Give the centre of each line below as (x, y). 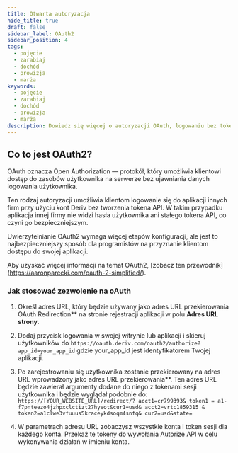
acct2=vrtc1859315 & (175, 407)
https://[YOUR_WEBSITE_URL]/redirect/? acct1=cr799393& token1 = (116, 401)
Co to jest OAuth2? (50, 154)
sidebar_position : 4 (38, 40)
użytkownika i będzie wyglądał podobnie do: (83, 394)
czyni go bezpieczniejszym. (48, 223)
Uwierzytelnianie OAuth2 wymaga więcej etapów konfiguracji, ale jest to (113, 236)
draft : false (27, 27)
